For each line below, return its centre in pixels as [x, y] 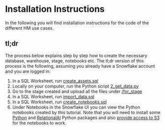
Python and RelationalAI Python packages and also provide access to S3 [86, 118]
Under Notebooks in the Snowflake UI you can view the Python [76, 107]
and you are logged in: [28, 71]
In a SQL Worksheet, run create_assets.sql [55, 81]
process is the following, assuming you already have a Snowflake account [80, 66]
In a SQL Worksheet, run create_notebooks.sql [59, 102]
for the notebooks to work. [39, 123]
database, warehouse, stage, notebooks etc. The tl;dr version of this [74, 61]
